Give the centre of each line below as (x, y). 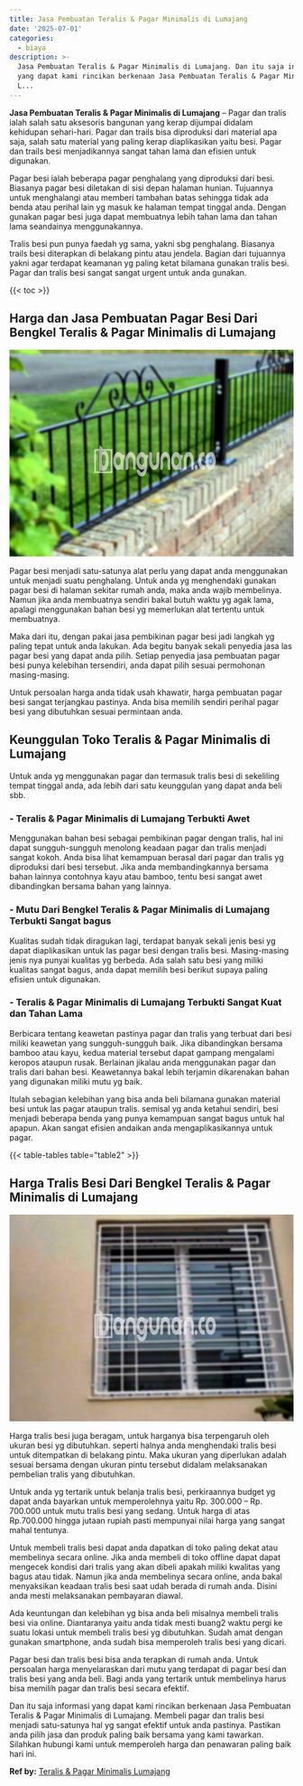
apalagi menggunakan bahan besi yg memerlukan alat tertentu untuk (137, 609)
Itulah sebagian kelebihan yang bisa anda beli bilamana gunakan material (145, 1099)
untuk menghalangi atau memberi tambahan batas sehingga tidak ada (139, 197)
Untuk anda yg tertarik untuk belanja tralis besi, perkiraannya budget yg (142, 1492)
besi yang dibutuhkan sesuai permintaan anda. (96, 712)
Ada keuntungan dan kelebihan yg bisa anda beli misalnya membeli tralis (144, 1613)
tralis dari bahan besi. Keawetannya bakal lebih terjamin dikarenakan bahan (150, 1072)
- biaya (32, 48)
